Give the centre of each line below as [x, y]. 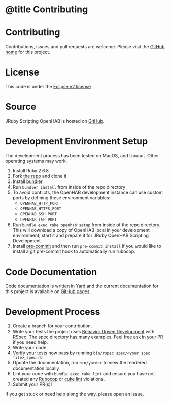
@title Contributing [47, 9]
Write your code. [30, 347]
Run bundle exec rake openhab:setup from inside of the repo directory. [87, 225]
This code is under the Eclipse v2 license [48, 87]
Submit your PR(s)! [32, 384]
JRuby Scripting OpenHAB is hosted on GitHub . [55, 121]
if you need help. [30, 342]
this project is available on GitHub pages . [48, 291]
